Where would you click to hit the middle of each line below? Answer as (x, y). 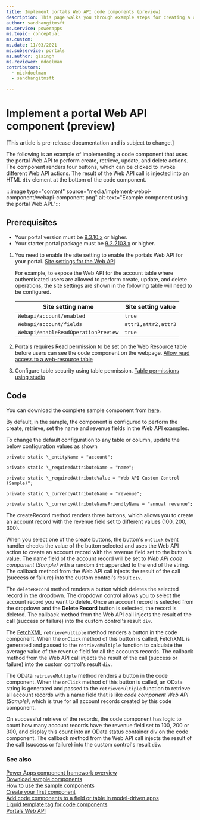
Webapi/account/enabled (51, 316)
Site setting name (68, 306)
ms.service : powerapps (34, 28)
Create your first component (41, 791)
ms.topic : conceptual (33, 34)
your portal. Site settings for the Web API (65, 261)
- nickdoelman (29, 73)
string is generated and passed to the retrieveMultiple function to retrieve (98, 688)
